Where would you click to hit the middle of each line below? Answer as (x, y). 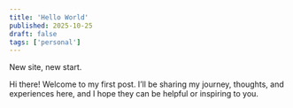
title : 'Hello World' (49, 17)
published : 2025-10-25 (51, 26)
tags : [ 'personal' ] (45, 42)
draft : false (33, 34)
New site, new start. (46, 67)
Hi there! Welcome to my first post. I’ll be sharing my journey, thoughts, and (147, 84)
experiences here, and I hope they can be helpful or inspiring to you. (134, 94)
